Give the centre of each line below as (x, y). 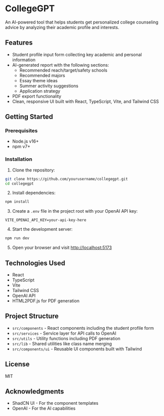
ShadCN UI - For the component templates (55, 403)
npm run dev (17, 238)
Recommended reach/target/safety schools (63, 70)
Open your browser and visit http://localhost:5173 (62, 247)
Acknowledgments (35, 392)
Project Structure (32, 316)
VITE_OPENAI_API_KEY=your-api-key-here (46, 220)
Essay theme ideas (38, 80)
